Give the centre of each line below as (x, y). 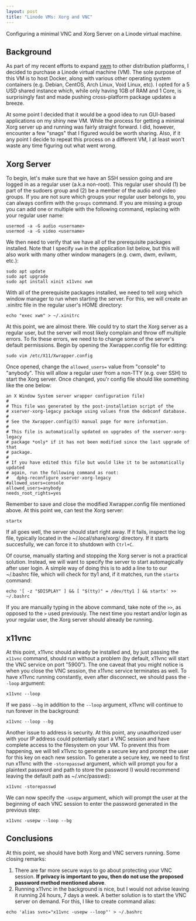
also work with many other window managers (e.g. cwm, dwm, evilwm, (92, 254)
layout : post (22, 11)
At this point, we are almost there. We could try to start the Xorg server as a (97, 327)
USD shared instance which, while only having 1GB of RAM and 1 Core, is (94, 91)
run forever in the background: (43, 710)
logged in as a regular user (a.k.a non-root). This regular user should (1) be (96, 184)
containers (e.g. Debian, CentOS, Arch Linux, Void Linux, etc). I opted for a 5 (98, 85)
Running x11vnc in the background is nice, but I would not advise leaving (102, 889)
